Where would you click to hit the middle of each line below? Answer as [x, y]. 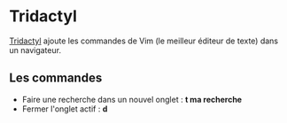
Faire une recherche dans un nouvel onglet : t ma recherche [132, 99]
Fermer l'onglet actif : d [65, 109]
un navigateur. [35, 50]
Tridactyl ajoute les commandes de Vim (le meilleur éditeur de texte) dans [144, 41]
